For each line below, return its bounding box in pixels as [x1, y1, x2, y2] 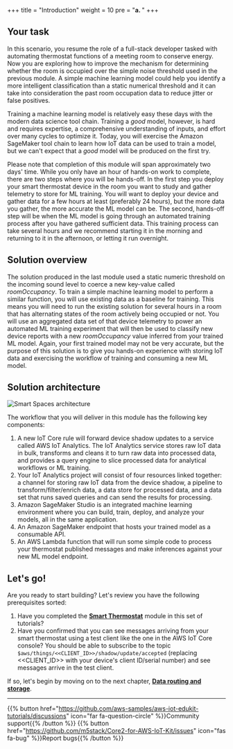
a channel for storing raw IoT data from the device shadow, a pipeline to [17, 478, 223, 487]
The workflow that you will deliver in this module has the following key [7, 413, 208, 421]
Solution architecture [7, 382, 101, 394]
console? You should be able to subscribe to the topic [17, 641, 171, 650]
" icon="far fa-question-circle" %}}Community [66, 712, 200, 720]
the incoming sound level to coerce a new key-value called [7, 280, 175, 288]
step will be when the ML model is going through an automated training [7, 211, 211, 220]
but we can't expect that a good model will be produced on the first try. [7, 146, 211, 155]
